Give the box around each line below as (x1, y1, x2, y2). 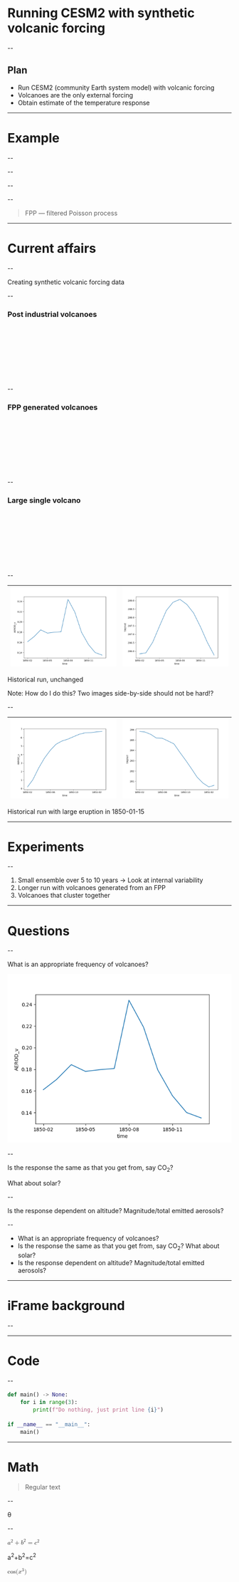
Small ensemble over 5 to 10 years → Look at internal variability (17, 876, 203, 884)
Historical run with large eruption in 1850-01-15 (7, 807, 144, 816)
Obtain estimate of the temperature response (17, 98, 150, 107)
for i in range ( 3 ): (20, 1398, 78, 1405)
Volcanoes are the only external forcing (17, 90, 134, 99)
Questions (7, 923, 70, 939)
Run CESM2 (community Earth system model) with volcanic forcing (17, 83, 215, 92)
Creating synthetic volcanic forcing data (7, 278, 124, 286)
